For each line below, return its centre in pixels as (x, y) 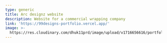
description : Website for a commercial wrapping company (65, 19)
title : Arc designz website (34, 14)
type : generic (20, 10)
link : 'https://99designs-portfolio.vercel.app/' (58, 23)
